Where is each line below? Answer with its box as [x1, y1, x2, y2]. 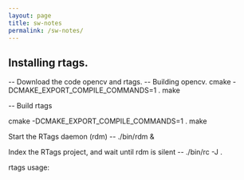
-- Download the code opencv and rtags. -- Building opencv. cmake [8, 77, 231, 87]
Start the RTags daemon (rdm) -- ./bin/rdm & [8, 132, 155, 142]
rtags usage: [8, 162, 50, 172]
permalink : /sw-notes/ [8, 26, 84, 34]
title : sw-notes [8, 19, 62, 27]
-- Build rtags [8, 101, 53, 111]
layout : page [8, 11, 52, 20]
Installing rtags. [8, 56, 89, 69]
